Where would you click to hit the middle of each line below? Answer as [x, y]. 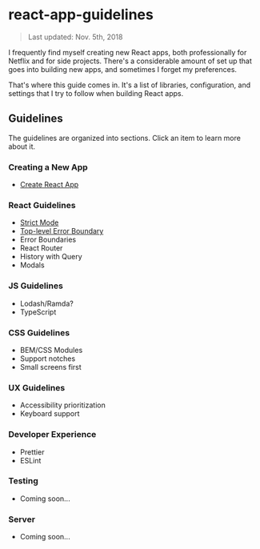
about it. [22, 146]
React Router [41, 248]
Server [22, 519]
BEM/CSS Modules [51, 350]
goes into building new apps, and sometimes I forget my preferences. [123, 69]
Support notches [48, 359]
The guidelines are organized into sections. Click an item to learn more [125, 138]
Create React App [49, 185]
